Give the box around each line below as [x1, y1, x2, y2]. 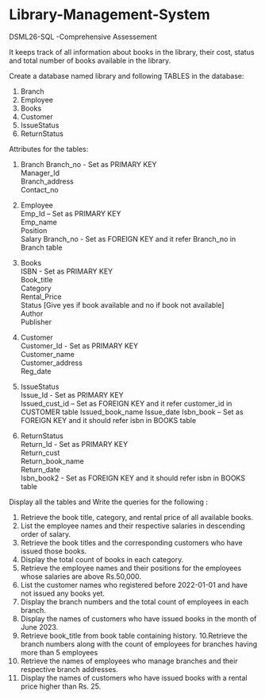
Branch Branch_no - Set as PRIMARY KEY [20, 159, 157, 169]
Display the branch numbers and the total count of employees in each [20, 596, 249, 606]
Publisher [20, 316, 52, 327]
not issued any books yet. [20, 588, 106, 598]
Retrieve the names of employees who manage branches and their [20, 656, 238, 666]
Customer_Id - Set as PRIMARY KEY [20, 340, 139, 351]
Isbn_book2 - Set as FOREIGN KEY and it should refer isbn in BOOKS [20, 473, 245, 483]
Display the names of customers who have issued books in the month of [20, 614, 257, 623]
